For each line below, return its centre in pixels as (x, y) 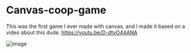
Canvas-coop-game (56, 10)
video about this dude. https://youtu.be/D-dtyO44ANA (72, 32)
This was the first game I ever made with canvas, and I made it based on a (96, 26)
